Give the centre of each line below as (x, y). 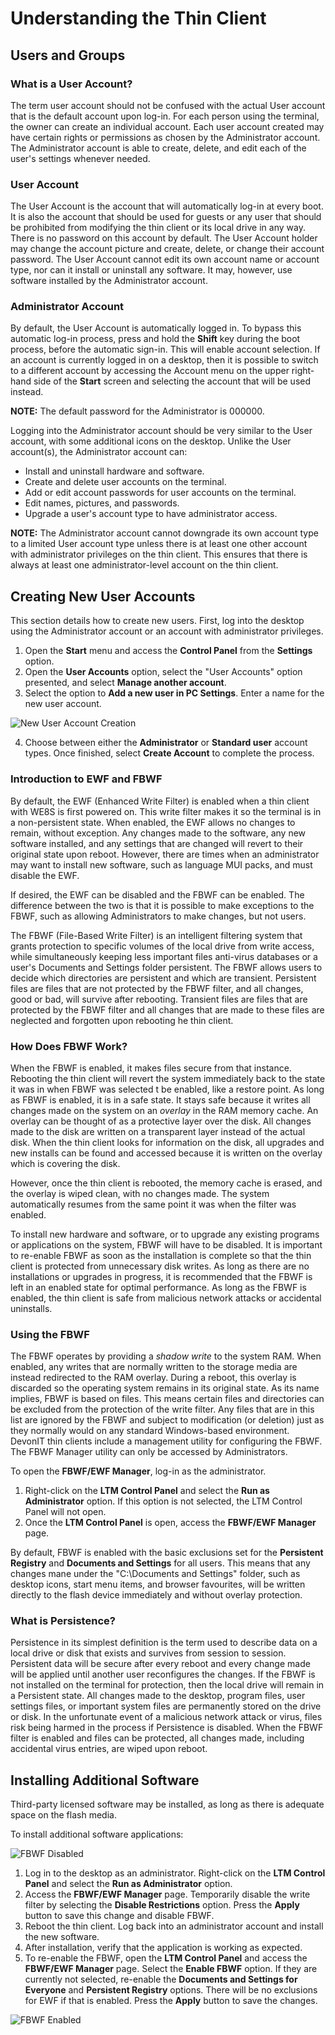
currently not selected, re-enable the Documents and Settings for (161, 1979)
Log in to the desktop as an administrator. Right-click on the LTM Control (175, 1873)
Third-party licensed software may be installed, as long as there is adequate (167, 1804)
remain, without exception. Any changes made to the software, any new (158, 833)
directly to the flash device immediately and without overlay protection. (156, 1595)
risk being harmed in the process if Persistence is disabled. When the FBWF (167, 1728)
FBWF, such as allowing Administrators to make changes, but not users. (158, 916)
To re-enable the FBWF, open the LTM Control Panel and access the (166, 1958)
